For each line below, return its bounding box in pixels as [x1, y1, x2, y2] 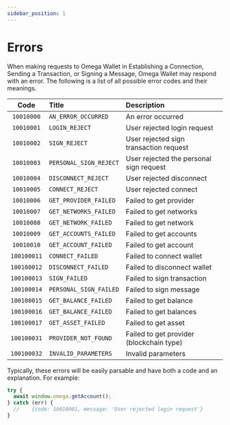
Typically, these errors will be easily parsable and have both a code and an [7, 366, 218, 374]
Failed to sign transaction [125, 273, 207, 283]
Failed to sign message [125, 285, 200, 294]
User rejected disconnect [125, 173, 207, 183]
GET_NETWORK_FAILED [49, 218, 112, 227]
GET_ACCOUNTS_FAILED [49, 230, 116, 237]
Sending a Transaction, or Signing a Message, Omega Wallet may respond [7, 69, 217, 77]
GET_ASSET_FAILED [49, 319, 105, 326]
